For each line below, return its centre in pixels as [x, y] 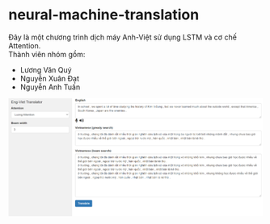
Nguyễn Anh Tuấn [50, 87]
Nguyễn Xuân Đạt [49, 78]
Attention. [25, 45]
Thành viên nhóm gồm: [47, 54]
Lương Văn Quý [46, 69]
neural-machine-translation [104, 15]
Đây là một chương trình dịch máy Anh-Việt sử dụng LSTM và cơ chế [122, 37]
